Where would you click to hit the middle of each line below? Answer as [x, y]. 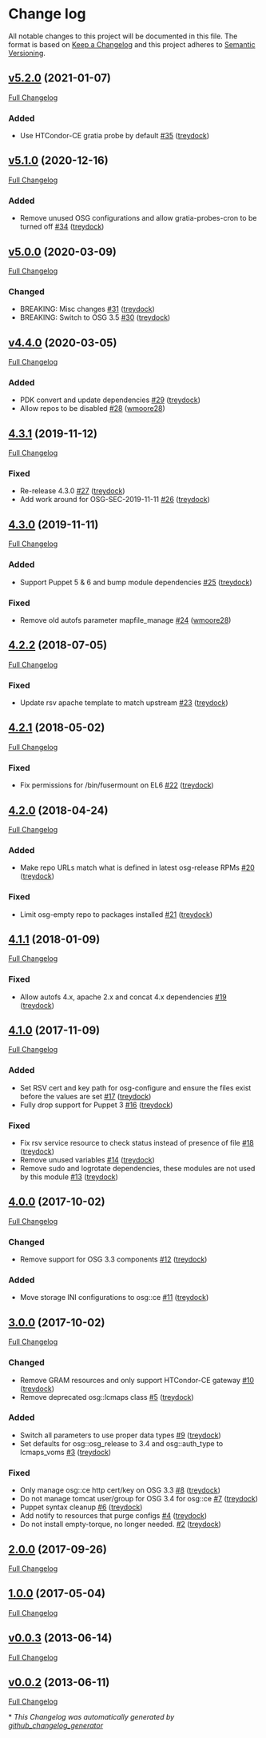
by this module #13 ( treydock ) [69, 1177]
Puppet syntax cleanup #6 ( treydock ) [81, 1507]
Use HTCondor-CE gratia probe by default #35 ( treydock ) [115, 136]
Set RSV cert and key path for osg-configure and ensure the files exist [135, 1087]
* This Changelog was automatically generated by [91, 1717]
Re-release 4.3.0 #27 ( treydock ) [72, 491]
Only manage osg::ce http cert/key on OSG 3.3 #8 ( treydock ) [120, 1490]
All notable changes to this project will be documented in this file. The [123, 36]
